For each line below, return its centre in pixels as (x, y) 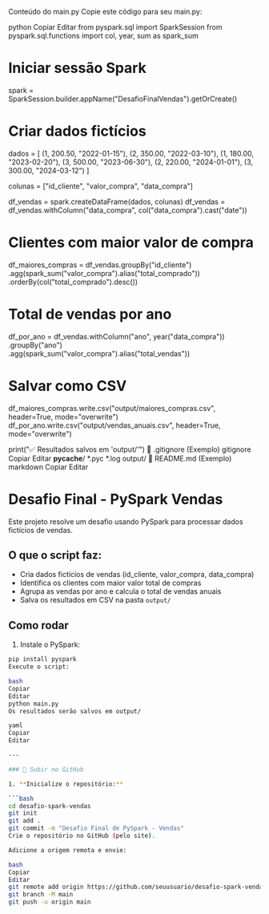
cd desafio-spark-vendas (50, 806)
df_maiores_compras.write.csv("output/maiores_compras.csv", (112, 408)
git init (23, 814)
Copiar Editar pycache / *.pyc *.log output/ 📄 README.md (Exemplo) (120, 458)
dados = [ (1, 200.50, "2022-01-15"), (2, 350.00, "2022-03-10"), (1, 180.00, (131, 153)
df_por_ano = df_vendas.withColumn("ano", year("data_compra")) (117, 336)
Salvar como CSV (68, 386)
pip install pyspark (43, 660)
